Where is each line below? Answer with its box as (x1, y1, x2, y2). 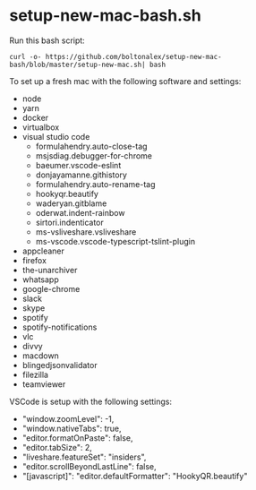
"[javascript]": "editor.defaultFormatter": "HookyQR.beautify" (21, 470, 248, 481)
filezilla (21, 369, 49, 380)
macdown (21, 350, 60, 361)
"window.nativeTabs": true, (21, 423, 123, 434)
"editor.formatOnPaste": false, (21, 432, 133, 443)
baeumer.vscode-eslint (35, 159, 122, 170)
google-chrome (21, 283, 81, 294)
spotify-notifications (21, 322, 98, 332)
